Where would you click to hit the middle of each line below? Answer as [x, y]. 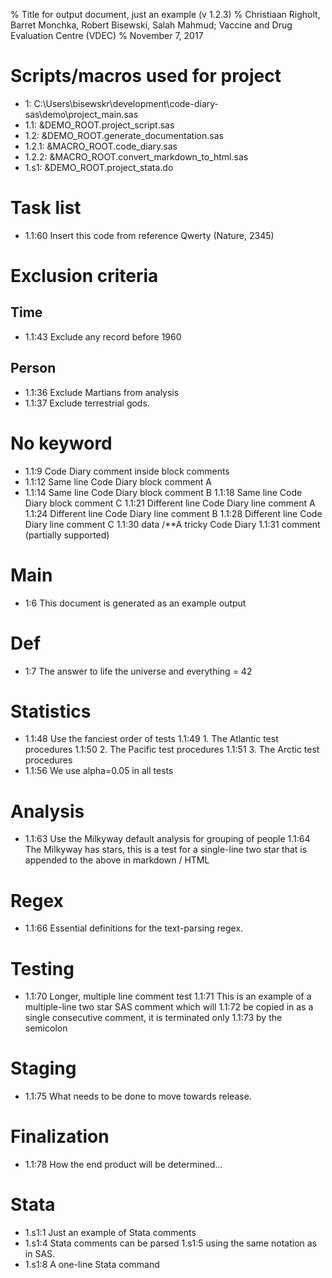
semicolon [46, 1028]
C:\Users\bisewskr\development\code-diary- [126, 103]
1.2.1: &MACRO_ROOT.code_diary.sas [101, 146]
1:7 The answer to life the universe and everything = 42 [138, 671]
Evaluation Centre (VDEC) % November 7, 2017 [107, 35]
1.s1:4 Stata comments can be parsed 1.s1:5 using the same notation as [170, 1243]
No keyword [61, 443]
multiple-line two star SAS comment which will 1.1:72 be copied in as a [169, 1007]
